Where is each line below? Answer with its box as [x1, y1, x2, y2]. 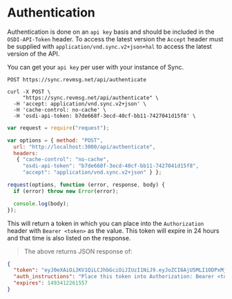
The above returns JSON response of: [23, 247, 133, 256]
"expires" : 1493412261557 [13, 280, 88, 287]
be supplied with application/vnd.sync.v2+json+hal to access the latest [7, 42, 212, 50]
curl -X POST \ [7, 88, 51, 95]
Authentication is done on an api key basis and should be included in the [7, 28, 215, 36]
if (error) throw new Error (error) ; [13, 187, 119, 194]
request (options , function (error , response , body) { [7, 181, 166, 189]
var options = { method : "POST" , [7, 136, 104, 144]
